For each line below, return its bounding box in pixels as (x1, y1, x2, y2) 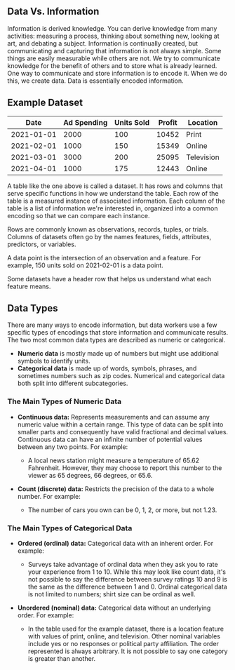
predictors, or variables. (7, 240, 76, 248)
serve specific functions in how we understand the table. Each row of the (7, 189, 219, 197)
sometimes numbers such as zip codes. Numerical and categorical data (17, 372, 225, 380)
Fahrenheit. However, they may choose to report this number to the (27, 463, 222, 472)
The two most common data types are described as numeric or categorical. (7, 336, 226, 344)
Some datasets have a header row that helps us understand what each (7, 274, 212, 283)
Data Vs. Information (7, 6, 100, 18)
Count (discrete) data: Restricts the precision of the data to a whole (17, 484, 215, 493)
